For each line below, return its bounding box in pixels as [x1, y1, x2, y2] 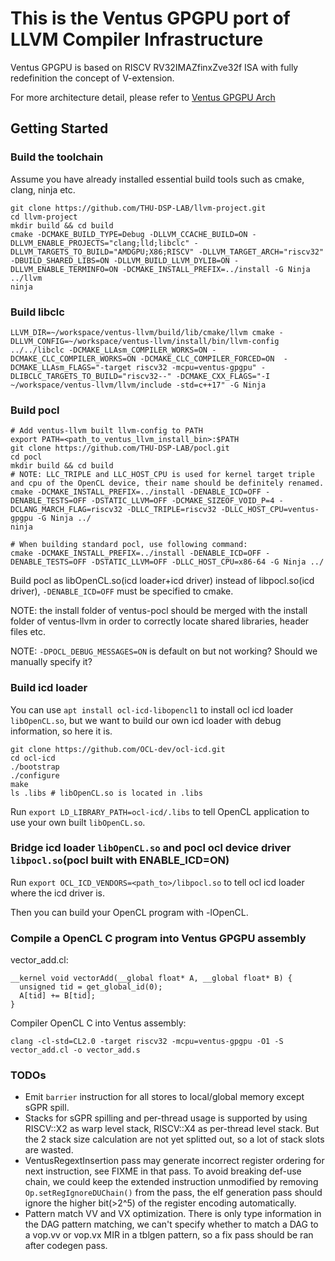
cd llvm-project [10, 212, 78, 222]
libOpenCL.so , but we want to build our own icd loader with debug [10, 714, 282, 726]
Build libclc [10, 305, 65, 319]
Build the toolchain [10, 150, 104, 164]
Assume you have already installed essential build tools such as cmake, [10, 173, 305, 185]
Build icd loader [10, 681, 88, 695]
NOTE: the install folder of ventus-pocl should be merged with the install [10, 605, 308, 617]
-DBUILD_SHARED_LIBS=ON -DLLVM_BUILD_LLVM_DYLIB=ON [10, 255, 230, 266]
